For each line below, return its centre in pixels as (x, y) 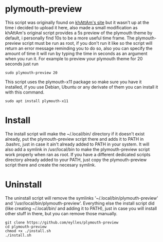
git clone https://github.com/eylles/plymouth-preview (62, 223)
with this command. (25, 92)
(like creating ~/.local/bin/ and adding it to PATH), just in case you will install (81, 208)
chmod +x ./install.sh (28, 231)
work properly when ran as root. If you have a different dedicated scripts (78, 154)
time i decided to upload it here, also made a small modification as (71, 27)
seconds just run (22, 64)
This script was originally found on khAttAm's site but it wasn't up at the (77, 22)
